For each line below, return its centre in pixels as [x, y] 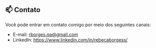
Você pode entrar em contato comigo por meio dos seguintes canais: [78, 25]
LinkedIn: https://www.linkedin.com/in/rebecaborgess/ [70, 40]
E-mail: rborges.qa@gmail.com [45, 34]
